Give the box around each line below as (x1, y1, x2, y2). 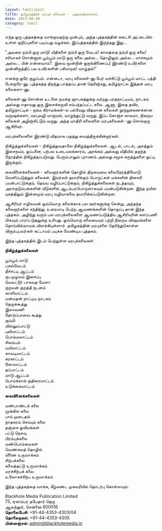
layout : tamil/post (5, 7, 45, 12)
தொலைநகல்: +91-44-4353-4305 (5, 515, 70, 521)
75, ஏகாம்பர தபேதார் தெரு (5, 498, 55, 504)
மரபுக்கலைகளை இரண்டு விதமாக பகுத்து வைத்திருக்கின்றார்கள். (5, 133, 120, 139)
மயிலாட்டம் (5, 345, 26, 351)
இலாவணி (5, 307, 24, 312)
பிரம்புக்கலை (5, 436, 28, 441)
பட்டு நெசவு (5, 430, 27, 436)
